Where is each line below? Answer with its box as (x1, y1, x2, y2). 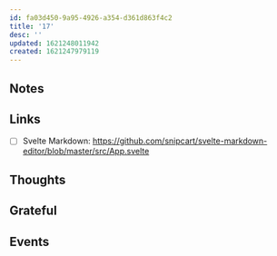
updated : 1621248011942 (9, 38, 100, 48)
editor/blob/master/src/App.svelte (22, 146, 150, 157)
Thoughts (9, 172, 66, 187)
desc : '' (9, 30, 43, 39)
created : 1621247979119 (9, 47, 100, 56)
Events (9, 233, 50, 250)
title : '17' (9, 22, 54, 31)
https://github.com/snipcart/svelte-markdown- (92, 135, 268, 146)
